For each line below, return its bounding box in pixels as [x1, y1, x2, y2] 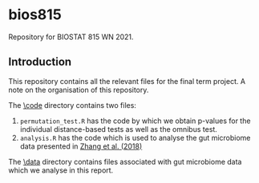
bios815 [8, 6, 62, 24]
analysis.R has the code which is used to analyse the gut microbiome [19, 133, 251, 142]
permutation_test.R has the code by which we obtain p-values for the [19, 116, 251, 125]
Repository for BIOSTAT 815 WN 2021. [8, 32, 134, 42]
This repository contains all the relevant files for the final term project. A [8, 76, 246, 86]
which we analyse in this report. [8, 165, 114, 175]
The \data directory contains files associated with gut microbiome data [8, 157, 242, 166]
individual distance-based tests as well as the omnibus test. [19, 124, 218, 133]
